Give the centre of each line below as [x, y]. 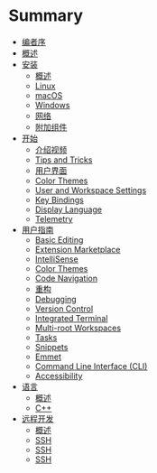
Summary [46, 16]
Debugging [56, 299]
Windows [52, 105]
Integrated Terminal [71, 318]
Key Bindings [60, 199]
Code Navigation [66, 278]
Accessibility [59, 376]
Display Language [69, 209]
